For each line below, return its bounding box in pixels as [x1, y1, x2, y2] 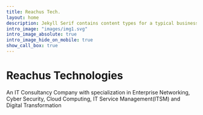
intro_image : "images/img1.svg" [6, 25, 88, 32]
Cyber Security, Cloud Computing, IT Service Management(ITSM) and [6, 95, 181, 102]
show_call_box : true [6, 43, 59, 49]
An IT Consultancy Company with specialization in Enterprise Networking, [6, 88, 190, 96]
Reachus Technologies [6, 69, 123, 82]
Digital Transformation [6, 101, 62, 109]
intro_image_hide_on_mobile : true [6, 37, 94, 43]
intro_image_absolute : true [6, 31, 77, 38]
